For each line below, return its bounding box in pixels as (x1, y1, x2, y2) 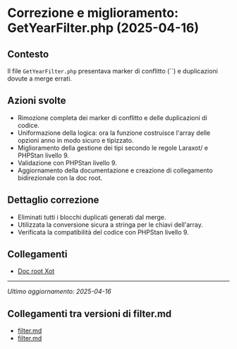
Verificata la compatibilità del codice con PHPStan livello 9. (17, 227, 189, 236)
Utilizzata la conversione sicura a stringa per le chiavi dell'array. (17, 220, 203, 229)
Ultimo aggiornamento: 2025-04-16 (7, 288, 111, 296)
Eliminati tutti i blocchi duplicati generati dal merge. (17, 213, 166, 221)
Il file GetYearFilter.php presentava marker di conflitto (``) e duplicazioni (7, 67, 219, 75)
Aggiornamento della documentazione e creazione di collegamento (17, 166, 213, 174)
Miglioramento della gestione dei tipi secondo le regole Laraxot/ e (17, 143, 208, 152)
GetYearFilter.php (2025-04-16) (7, 20, 200, 36)
